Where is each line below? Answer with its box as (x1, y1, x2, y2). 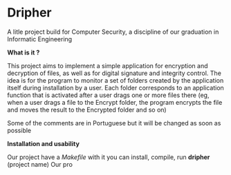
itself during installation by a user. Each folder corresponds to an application (7, 83, 225, 92)
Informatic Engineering (7, 34, 73, 43)
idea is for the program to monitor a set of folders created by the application (7, 76, 224, 84)
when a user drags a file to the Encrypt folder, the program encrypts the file (7, 98, 223, 106)
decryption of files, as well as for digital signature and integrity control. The (7, 69, 221, 77)
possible (7, 126, 32, 134)
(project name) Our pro (7, 160, 73, 168)
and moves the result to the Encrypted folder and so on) (7, 105, 167, 114)
